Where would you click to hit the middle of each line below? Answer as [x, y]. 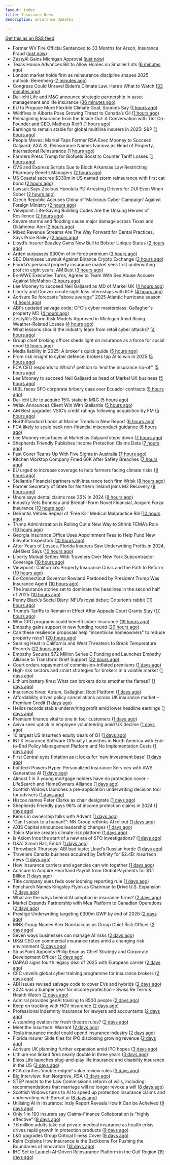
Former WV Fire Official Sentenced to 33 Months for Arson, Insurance [86, 48]
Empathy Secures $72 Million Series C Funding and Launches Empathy [87, 654]
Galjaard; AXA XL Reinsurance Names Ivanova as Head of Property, [83, 146]
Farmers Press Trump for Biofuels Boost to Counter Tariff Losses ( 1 [83, 156]
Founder [21, 124]
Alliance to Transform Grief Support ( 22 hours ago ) [66, 659]
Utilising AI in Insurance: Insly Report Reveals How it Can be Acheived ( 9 [88, 1103]
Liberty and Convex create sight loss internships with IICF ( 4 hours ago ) [88, 292]
